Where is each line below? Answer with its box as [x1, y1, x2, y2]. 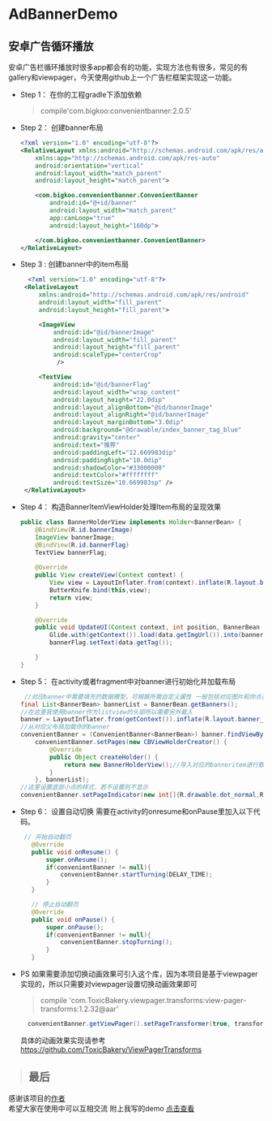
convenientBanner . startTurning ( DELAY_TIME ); [60, 871, 213, 879]
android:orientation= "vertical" [35, 162, 144, 170]
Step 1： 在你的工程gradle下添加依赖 [19, 90, 142, 99]
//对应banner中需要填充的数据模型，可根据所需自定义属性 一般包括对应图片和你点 [23, 692, 261, 701]
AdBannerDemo [8, 5, 118, 24]
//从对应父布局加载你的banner [19, 723, 110, 731]
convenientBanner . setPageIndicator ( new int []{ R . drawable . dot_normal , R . [19, 791, 267, 799]
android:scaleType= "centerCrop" [53, 351, 162, 359]
